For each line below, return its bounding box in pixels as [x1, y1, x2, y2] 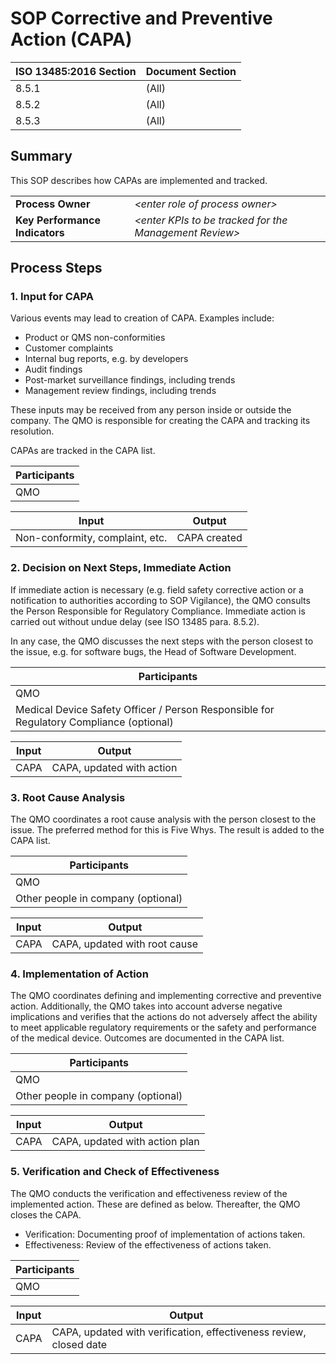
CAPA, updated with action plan [51, 1135, 200, 1149]
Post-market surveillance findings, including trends [24, 374, 236, 386]
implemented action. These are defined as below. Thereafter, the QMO [10, 1198, 301, 1210]
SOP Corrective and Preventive [10, 7, 273, 30]
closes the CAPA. [10, 1208, 82, 1221]
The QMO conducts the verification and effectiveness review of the [10, 1187, 288, 1199]
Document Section [145, 64, 237, 78]
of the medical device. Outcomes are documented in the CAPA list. [10, 1032, 285, 1044]
